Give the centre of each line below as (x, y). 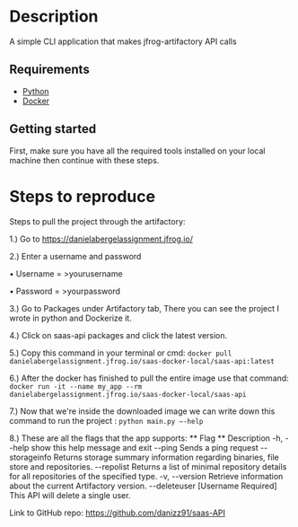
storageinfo (31, 457)
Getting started (53, 129)
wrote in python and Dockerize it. (70, 318)
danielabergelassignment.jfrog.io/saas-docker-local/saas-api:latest (142, 361)
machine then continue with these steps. (84, 160)
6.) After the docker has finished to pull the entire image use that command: (149, 378)
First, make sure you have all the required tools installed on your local (138, 151)
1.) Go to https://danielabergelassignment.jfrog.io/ (101, 239)
